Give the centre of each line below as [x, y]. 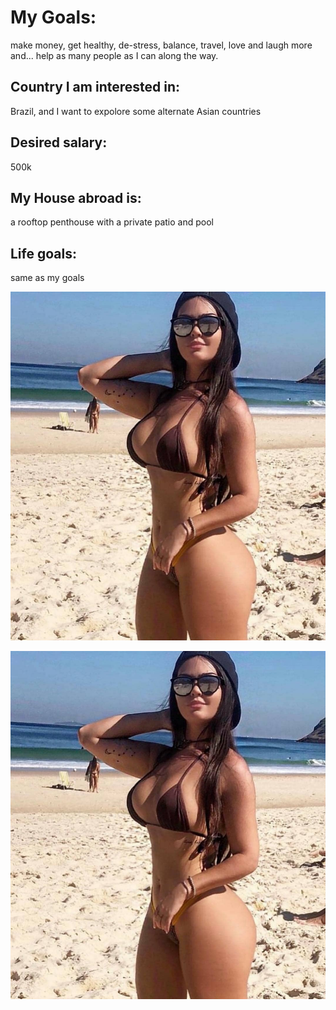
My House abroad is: [76, 197]
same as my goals [47, 278]
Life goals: [43, 253]
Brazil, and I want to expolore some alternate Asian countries [136, 111]
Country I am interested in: [95, 87]
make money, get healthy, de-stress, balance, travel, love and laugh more [161, 45]
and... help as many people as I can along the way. [114, 55]
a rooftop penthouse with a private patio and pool [112, 222]
